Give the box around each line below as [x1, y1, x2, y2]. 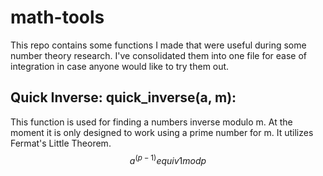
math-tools [10, 6, 105, 29]
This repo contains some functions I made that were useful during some [10, 39, 307, 51]
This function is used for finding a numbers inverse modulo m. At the [10, 116, 293, 128]
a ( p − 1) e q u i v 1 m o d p [129, 152, 207, 166]
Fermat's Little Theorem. [10, 137, 112, 149]
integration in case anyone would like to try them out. [10, 60, 230, 72]
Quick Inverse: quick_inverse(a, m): [10, 89, 237, 106]
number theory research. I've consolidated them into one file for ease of [10, 49, 308, 61]
